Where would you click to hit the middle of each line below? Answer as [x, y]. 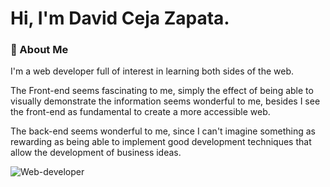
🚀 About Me [39, 50]
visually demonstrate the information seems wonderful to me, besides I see [165, 101]
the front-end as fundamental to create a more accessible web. [140, 112]
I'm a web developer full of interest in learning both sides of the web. [152, 71]
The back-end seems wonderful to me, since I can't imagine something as [163, 131]
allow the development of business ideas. [96, 153]
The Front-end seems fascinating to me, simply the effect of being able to [162, 91]
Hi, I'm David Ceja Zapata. [120, 18]
